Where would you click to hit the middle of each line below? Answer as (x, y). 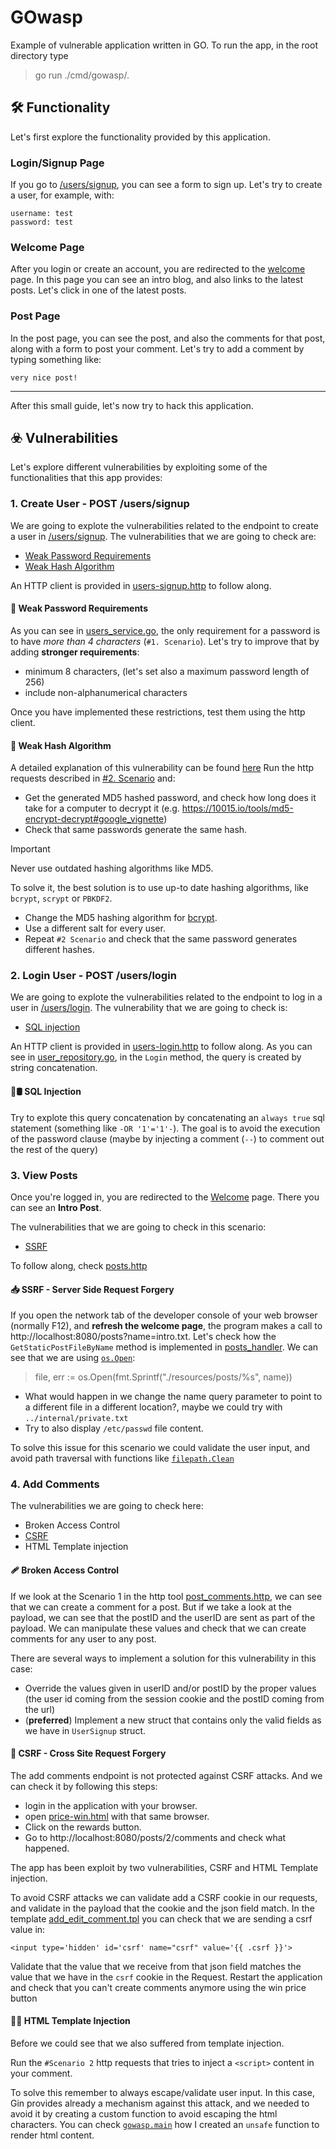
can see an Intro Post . (56, 1207)
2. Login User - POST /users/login (93, 976)
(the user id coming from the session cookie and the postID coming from (174, 1698)
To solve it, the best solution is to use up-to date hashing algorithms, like (159, 888)
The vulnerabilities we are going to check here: (107, 1506)
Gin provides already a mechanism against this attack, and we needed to (160, 2103)
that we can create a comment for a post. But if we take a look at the (151, 1607)
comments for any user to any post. (83, 1638)
